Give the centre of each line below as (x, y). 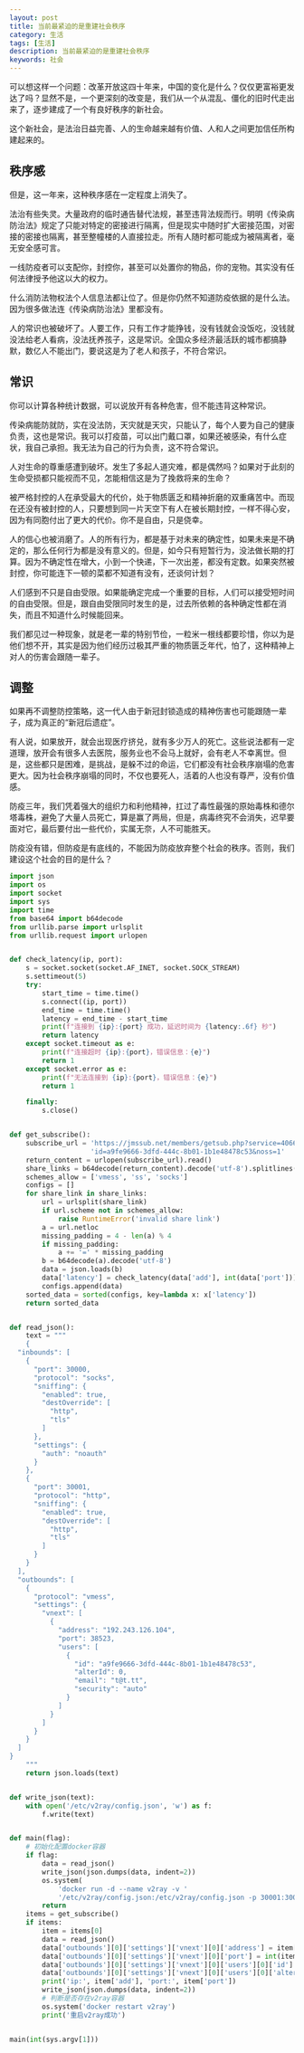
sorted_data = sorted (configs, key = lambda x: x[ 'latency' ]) (141, 1295)
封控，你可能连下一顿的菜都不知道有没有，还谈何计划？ (112, 573)
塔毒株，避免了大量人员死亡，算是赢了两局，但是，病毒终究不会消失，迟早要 (152, 817)
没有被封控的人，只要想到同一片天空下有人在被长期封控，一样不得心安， (160, 508)
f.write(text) (68, 1814)
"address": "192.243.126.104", (117, 1630)
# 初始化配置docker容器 (66, 1847)
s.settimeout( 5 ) (57, 977)
